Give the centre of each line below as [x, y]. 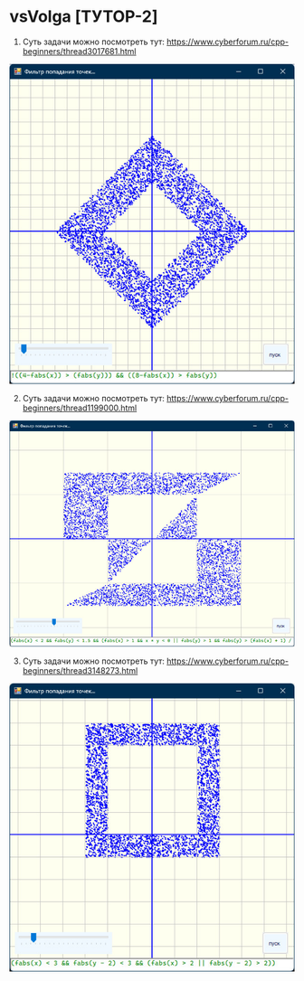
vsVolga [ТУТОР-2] [84, 17]
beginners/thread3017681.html [80, 51]
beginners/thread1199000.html [80, 408]
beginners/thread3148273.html [80, 671]
